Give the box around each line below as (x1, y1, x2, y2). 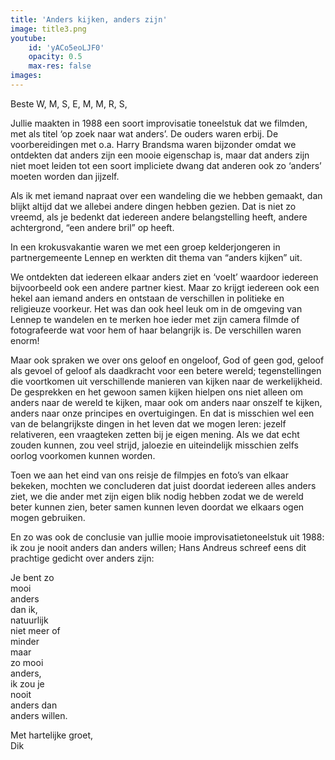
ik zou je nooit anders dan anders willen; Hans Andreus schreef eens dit (10, 541, 307, 553)
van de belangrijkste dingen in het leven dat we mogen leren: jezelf (10, 417, 287, 430)
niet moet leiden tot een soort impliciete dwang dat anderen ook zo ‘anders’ (10, 159, 322, 171)
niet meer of (10, 624, 61, 636)
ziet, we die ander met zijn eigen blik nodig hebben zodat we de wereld (10, 490, 304, 502)
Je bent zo (10, 571, 55, 583)
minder (10, 635, 40, 647)
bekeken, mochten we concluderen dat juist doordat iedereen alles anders (10, 479, 317, 491)
